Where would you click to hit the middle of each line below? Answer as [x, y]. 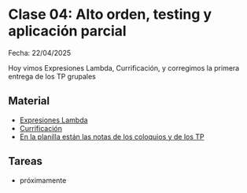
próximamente [43, 180]
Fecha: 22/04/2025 [40, 53]
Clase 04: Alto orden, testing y [110, 15]
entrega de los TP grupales [52, 76]
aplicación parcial [68, 31]
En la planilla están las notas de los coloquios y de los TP [112, 137]
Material [29, 101]
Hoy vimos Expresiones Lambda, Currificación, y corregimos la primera [124, 67]
